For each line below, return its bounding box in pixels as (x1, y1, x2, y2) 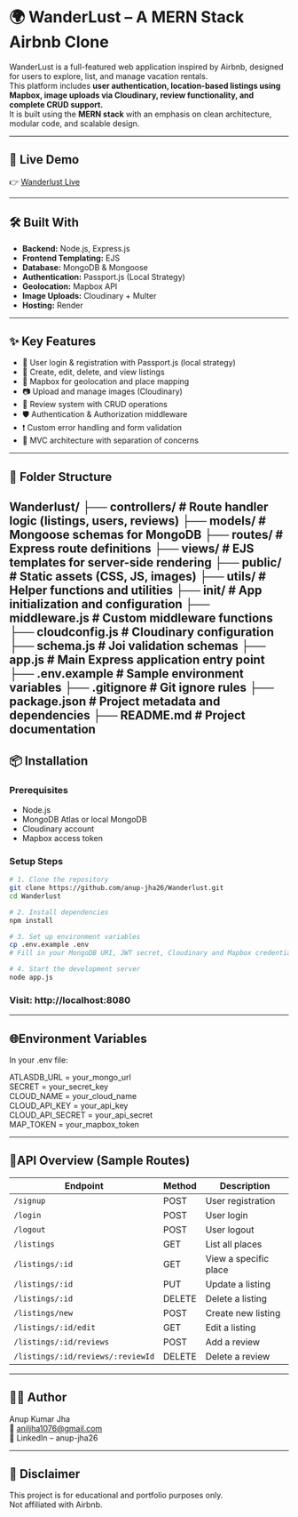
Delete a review (205, 1350, 271, 1362)
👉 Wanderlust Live (9, 176, 81, 187)
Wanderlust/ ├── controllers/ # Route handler (9, 500, 269, 515)
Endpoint (64, 1179, 104, 1192)
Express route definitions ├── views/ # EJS (9, 542, 255, 557)
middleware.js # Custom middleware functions (9, 611, 273, 626)
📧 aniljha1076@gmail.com (9, 1423, 103, 1433)
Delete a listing (205, 1292, 268, 1304)
